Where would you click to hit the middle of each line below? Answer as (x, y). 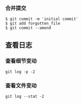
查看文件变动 (21, 86)
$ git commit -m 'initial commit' (42, 19)
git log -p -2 (20, 72)
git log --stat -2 (25, 97)
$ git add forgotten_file (33, 24)
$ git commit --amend (28, 28)
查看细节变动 (21, 61)
